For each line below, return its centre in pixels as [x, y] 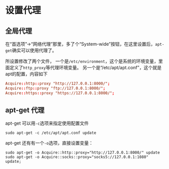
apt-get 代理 [25, 110]
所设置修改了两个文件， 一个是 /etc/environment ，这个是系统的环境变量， [82, 61]
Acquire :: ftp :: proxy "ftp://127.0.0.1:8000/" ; [55, 88]
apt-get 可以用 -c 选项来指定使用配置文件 [47, 123]
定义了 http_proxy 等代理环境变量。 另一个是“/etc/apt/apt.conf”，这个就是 [86, 67]
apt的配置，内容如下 [27, 74]
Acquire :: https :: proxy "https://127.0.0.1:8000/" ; [60, 93]
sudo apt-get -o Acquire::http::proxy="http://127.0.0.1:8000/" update [82, 153]
